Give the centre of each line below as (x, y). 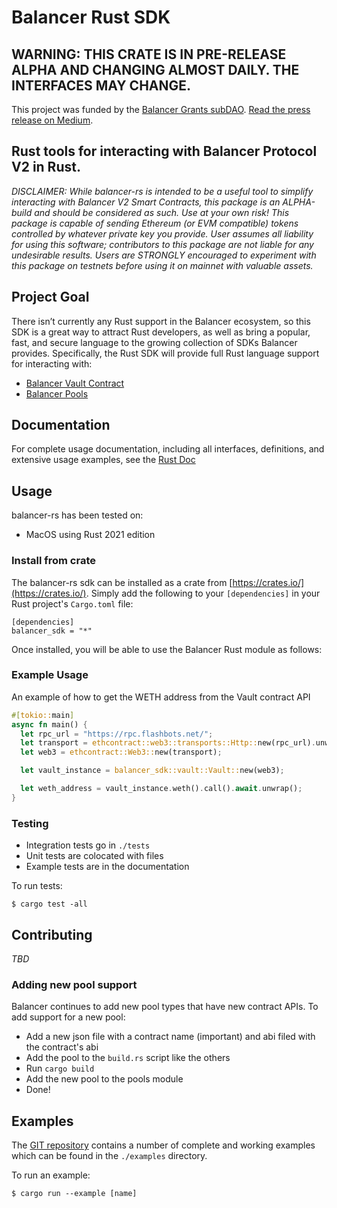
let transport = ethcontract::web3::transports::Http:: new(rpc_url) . (168, 743)
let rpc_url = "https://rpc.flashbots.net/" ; (117, 734)
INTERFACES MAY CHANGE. (101, 85)
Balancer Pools (57, 393)
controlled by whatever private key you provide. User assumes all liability (162, 233)
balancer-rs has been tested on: (77, 515)
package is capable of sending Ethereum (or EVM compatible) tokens (155, 223)
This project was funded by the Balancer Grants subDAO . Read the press (161, 109)
